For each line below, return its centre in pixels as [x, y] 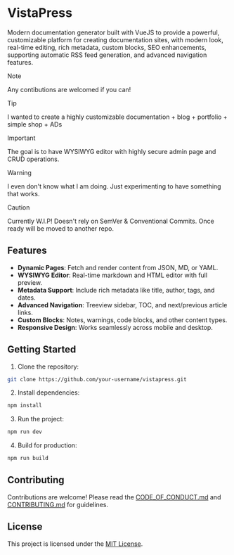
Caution [19, 207]
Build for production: [47, 445]
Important [21, 138]
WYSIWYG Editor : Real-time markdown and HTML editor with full [112, 275]
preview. [30, 282]
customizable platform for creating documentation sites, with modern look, [115, 39]
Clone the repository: [48, 366]
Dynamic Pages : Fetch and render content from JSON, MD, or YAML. [118, 267]
